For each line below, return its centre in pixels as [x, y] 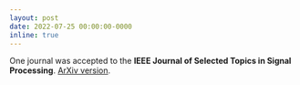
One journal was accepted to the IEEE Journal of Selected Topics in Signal [150, 61]
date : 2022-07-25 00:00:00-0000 [71, 27]
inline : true [34, 35]
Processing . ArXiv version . [60, 70]
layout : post [34, 18]
